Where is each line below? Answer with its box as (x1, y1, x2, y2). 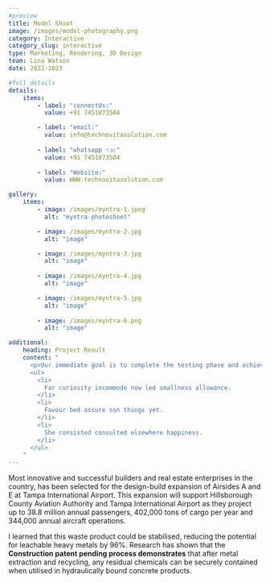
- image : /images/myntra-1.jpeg (37, 206, 146, 214)
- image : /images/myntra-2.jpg (37, 227, 142, 235)
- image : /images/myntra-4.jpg (37, 272, 142, 281)
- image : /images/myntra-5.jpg (37, 294, 142, 302)
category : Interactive (8, 34, 84, 43)
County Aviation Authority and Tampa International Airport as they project (8, 499, 252, 509)
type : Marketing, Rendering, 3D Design (8, 49, 142, 57)
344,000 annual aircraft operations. (8, 516, 126, 526)
